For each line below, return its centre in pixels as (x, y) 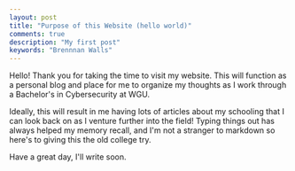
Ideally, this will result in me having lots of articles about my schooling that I (147, 112)
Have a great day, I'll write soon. (68, 157)
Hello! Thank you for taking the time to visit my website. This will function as (148, 75)
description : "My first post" (65, 42)
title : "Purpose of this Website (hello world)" (101, 26)
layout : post (33, 17)
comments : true (37, 34)
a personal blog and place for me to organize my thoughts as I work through (148, 85)
